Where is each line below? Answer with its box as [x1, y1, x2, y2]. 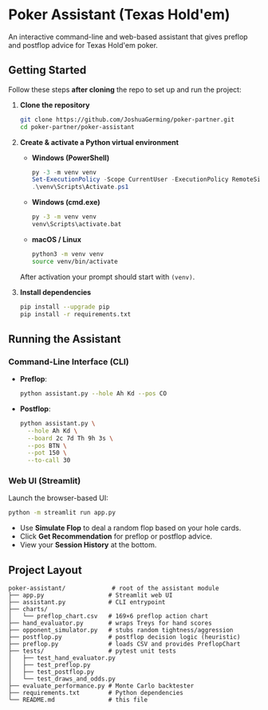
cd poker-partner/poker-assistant [19, 123, 135, 131]
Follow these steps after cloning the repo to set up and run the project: [8, 84, 242, 94]
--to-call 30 [27, 457, 71, 465]
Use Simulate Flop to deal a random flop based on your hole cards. [19, 524, 242, 533]
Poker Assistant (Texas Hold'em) [8, 6, 231, 24]
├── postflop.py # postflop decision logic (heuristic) [8, 634, 241, 641]
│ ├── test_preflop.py [8, 661, 91, 669]
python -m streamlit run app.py [8, 508, 116, 517]
